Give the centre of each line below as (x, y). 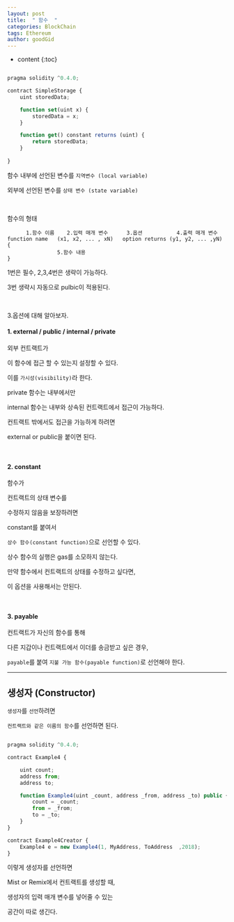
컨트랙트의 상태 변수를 (37, 498)
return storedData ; (61, 142)
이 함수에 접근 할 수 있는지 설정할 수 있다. (63, 363)
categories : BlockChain (42, 26)
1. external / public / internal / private (62, 332)
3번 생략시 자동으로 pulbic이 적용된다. (59, 287)
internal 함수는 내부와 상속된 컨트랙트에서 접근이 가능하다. (86, 407)
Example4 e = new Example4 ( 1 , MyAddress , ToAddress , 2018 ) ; (110, 847)
